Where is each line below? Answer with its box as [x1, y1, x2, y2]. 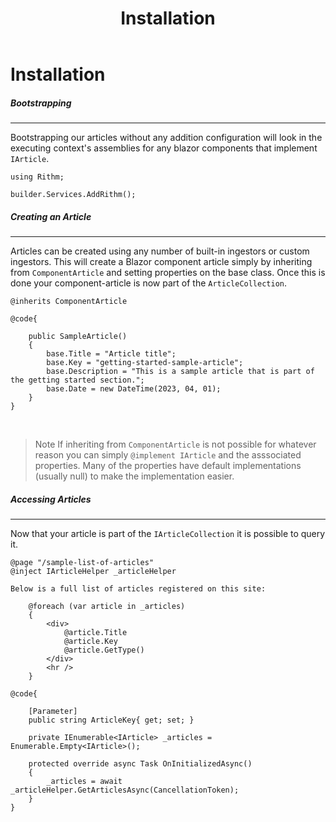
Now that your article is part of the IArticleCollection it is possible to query [10, 528, 326, 540]
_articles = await [46, 777, 123, 787]
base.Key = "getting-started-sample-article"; [46, 358, 244, 368]
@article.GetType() [63, 645, 145, 656]
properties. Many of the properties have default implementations [34, 460, 302, 472]
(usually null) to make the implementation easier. [34, 470, 235, 482]
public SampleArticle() [28, 332, 128, 342]
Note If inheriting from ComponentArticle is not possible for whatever [34, 438, 317, 451]
